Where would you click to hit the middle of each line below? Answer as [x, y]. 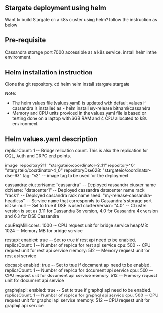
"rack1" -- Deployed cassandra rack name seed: [54, 195]
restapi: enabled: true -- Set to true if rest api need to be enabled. [71, 240]
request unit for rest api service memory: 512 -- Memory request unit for [77, 251]
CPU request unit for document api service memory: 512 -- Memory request [81, 276]
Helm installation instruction [49, 73]
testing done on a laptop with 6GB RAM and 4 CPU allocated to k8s [80, 118]
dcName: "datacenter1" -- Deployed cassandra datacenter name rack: [75, 190]
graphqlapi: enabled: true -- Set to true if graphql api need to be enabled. [78, 290]
